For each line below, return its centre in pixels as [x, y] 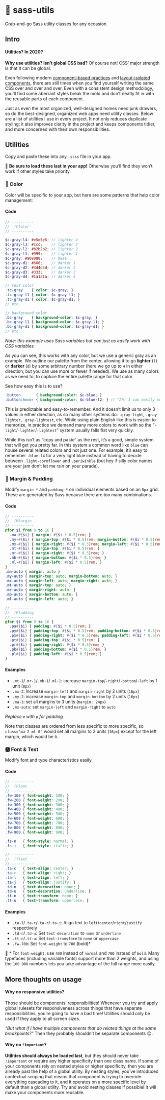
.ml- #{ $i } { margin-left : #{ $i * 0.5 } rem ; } [56, 562]
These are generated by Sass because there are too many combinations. [79, 495]
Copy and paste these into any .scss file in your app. [58, 157]
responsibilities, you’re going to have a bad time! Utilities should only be [78, 1013]
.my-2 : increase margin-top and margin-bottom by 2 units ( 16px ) [76, 696]
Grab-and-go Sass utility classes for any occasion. [56, 24]
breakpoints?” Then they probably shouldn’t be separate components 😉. [79, 1033]
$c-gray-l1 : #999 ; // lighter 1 [41, 254]
